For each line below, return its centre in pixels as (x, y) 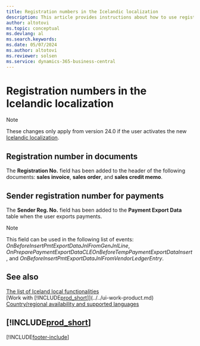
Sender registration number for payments (85, 196)
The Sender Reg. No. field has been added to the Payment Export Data (94, 210)
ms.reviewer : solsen (32, 56)
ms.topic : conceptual (33, 28)
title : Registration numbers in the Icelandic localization (82, 12)
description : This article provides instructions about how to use (92, 17)
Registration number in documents (72, 156)
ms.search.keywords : (32, 39)
